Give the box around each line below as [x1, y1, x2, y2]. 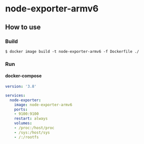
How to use [5, 23, 41, 31]
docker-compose [5, 73, 42, 79]
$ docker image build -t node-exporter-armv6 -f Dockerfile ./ [5, 49, 140, 54]
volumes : [14, 121, 32, 126]
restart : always [14, 116, 48, 121]
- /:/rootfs [14, 135, 39, 140]
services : [5, 93, 26, 98]
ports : [14, 107, 28, 112]
